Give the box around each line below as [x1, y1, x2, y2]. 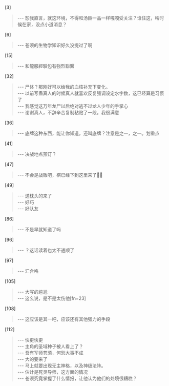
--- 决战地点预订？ [17, 151, 57, 157]
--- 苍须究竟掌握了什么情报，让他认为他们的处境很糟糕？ [17, 375, 138, 381]
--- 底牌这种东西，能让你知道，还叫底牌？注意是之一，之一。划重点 [17, 130, 160, 136]
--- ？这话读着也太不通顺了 [17, 247, 75, 253]
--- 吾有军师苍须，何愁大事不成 [17, 350, 84, 356]
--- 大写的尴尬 [17, 289, 48, 295]
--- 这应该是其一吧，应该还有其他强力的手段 [17, 316, 111, 322]
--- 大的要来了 [17, 356, 48, 362]
